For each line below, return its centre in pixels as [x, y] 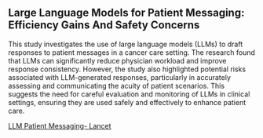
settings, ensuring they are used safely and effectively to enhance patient [127, 102]
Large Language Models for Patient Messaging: [126, 13]
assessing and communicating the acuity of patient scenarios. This [117, 85]
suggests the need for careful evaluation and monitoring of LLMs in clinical [129, 94]
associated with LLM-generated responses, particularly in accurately [120, 77]
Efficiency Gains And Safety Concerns [104, 25]
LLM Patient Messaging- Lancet [60, 125]
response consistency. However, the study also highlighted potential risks [127, 69]
